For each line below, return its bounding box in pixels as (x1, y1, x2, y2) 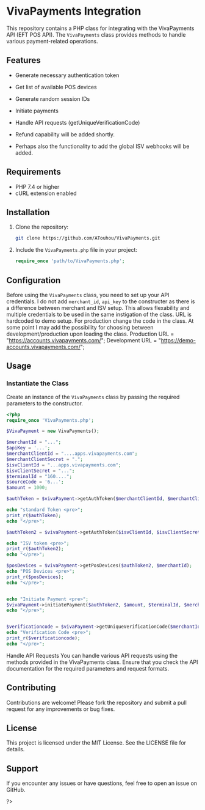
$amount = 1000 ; (6, 485, 48, 491)
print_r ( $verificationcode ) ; (6, 635, 81, 641)
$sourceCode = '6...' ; (6, 479, 64, 485)
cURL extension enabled (15, 190, 77, 197)
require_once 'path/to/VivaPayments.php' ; (15, 258, 125, 264)
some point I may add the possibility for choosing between (6, 323, 154, 331)
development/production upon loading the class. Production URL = (6, 330, 174, 337)
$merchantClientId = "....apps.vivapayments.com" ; (6, 451, 138, 457)
